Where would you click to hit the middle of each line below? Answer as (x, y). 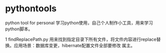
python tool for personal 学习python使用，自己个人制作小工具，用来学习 (79, 23)
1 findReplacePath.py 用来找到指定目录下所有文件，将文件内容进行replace (81, 39)
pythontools (31, 9)
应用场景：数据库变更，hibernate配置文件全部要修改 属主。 (75, 45)
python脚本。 (19, 29)
